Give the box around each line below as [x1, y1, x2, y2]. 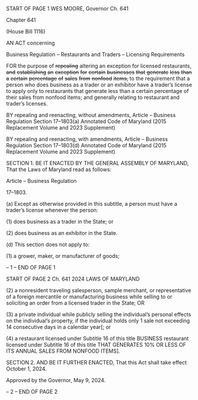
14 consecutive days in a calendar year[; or [6, 324, 111, 330]
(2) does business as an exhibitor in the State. [6, 230, 118, 236]
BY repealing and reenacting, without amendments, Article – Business [6, 112, 176, 118]
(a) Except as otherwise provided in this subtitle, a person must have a [6, 201, 177, 207]
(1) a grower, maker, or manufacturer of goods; [6, 253, 120, 259]
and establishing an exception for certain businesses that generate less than [6, 69, 192, 76]
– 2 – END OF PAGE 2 [6, 388, 58, 395]
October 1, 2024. [6, 365, 47, 372]
